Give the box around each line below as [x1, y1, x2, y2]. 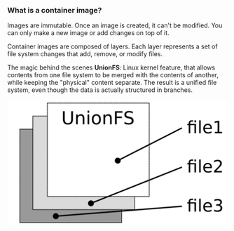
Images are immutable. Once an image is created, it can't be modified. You [7, 21, 223, 29]
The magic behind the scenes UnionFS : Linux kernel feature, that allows [7, 63, 216, 72]
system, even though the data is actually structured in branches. [7, 86, 193, 94]
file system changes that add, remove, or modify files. [7, 50, 163, 58]
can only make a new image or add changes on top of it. [7, 29, 170, 37]
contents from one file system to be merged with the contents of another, [7, 71, 219, 79]
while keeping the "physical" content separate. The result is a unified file [7, 79, 217, 87]
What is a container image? [7, 5, 102, 15]
